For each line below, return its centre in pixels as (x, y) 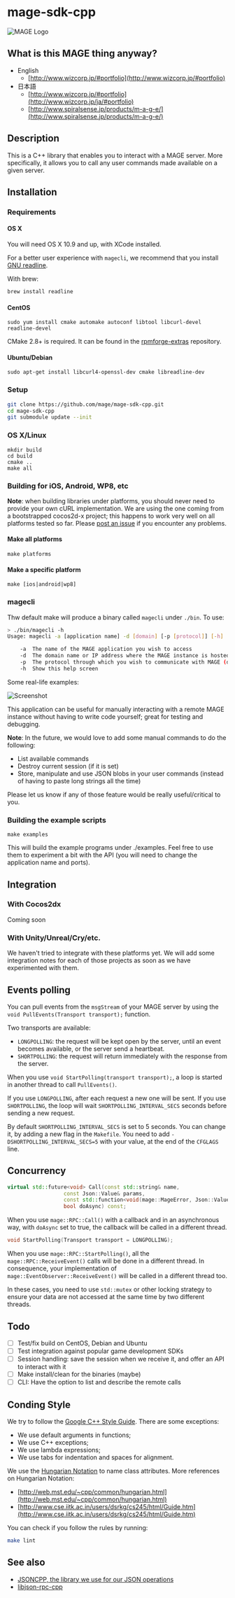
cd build (20, 456)
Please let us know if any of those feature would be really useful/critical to (114, 794)
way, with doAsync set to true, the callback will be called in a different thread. (117, 1227)
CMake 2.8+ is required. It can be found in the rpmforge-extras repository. (114, 342)
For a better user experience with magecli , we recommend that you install (113, 258)
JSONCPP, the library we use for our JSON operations (95, 1579)
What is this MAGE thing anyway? (82, 54)
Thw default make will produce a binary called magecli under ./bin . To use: (116, 617)
